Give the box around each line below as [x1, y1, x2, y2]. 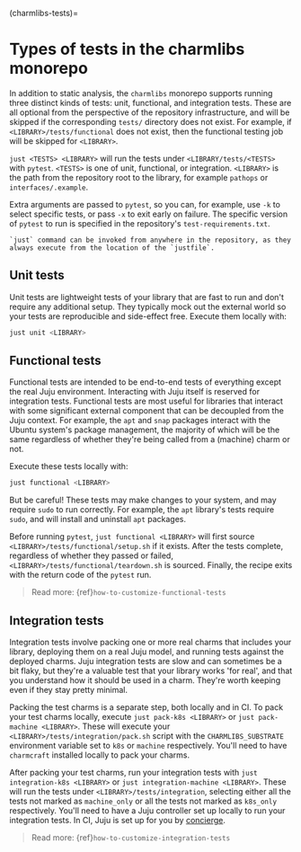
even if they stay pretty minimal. [9, 685, 128, 696]
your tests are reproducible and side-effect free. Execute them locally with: [9, 310, 288, 322]
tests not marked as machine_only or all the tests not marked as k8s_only [9, 795, 277, 807]
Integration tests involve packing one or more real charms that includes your [9, 637, 292, 648]
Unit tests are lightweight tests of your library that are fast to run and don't [9, 291, 285, 302]
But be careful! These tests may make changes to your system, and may [9, 494, 277, 506]
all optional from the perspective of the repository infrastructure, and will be [9, 107, 290, 118]
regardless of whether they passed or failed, [9, 550, 173, 561]
